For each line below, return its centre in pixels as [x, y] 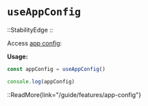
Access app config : [35, 43]
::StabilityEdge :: [30, 30]
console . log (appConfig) [41, 81]
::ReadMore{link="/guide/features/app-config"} [74, 94]
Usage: [18, 56]
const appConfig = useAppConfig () [57, 69]
